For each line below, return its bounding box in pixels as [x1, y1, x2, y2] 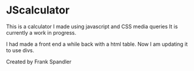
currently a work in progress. [6, 29, 77, 36]
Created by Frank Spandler [6, 58, 72, 65]
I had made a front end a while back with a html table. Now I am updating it [6, 40, 188, 48]
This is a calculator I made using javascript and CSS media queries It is [6, 23, 178, 30]
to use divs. [6, 46, 34, 53]
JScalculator [6, 4, 70, 17]
